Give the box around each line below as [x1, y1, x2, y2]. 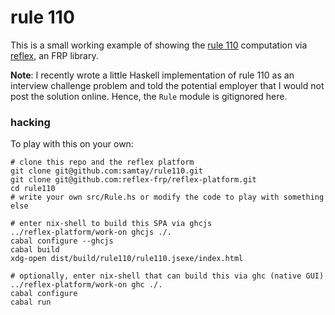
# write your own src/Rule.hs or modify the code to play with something [10, 192, 325, 203]
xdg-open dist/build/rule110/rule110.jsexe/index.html [10, 254, 244, 264]
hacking [10, 115, 51, 129]
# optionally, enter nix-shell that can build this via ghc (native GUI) [10, 271, 325, 281]
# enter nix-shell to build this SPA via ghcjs [10, 219, 213, 229]
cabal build [10, 245, 60, 255]
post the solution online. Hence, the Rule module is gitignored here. [10, 90, 288, 102]
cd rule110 [10, 184, 56, 194]
